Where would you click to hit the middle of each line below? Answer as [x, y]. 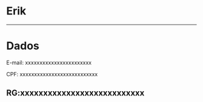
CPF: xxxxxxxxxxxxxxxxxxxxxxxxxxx [52, 74]
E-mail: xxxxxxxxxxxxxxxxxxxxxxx [49, 62]
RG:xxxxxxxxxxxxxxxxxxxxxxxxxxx [76, 93]
